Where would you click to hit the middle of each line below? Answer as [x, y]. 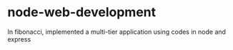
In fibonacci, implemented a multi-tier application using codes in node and [117, 32]
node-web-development [81, 12]
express [19, 39]
